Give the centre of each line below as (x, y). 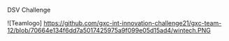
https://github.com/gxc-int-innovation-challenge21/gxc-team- (133, 23)
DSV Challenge (29, 10)
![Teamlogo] (25, 23)
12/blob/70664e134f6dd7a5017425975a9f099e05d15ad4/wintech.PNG (109, 30)
